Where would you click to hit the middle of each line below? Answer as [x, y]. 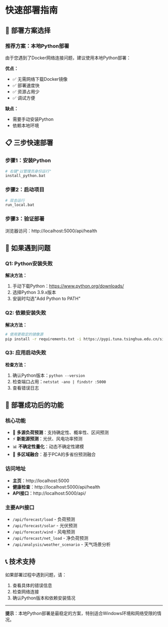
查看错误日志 [25, 388]
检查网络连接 [25, 591]
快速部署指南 [32, 10]
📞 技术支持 [20, 562]
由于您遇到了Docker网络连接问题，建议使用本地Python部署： [68, 58]
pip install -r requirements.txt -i [43, 339]
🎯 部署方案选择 [28, 30]
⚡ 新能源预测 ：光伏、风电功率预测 [47, 439]
